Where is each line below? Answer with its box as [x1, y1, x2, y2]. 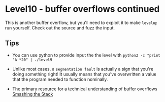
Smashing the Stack [12, 91, 53, 97]
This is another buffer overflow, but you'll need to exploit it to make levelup [5, 20, 158, 25]
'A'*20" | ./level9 [12, 57, 53, 62]
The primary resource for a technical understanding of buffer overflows [12, 86, 158, 92]
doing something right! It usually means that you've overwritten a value [12, 71, 157, 77]
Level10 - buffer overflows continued [5, 3, 160, 15]
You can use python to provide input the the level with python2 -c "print [12, 52, 161, 58]
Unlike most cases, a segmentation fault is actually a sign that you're [12, 66, 154, 72]
